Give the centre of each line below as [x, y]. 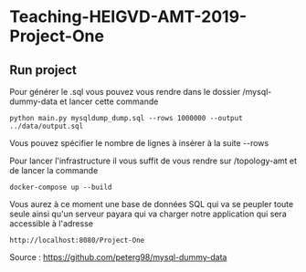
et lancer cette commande [109, 101]
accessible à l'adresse [52, 224]
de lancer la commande [54, 170]
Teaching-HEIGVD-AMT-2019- [128, 17]
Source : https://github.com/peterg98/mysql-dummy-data [118, 257]
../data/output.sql [47, 126]
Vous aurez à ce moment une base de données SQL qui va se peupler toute [152, 204]
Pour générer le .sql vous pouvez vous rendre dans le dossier [125, 92]
